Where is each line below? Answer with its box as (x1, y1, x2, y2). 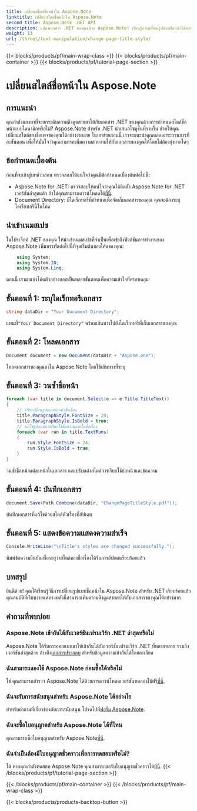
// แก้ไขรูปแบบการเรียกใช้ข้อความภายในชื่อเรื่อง (16, 423, 97, 430)
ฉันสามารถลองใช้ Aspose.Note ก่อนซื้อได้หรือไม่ (6, 664, 122, 672)
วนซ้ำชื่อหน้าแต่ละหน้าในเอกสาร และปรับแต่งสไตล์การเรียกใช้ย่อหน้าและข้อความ (6, 467, 158, 474)
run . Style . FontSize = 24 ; (27, 440, 91, 446)
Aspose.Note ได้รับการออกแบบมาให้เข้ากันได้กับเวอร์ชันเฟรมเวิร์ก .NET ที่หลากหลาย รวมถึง (6, 642, 189, 649)
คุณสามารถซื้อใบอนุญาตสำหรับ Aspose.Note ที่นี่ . (6, 734, 105, 742)
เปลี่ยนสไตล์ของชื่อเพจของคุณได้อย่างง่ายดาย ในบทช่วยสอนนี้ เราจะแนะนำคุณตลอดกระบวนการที (6, 132, 190, 138)
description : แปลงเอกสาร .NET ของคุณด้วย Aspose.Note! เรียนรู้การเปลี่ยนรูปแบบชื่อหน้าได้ (6, 25, 186, 31)
